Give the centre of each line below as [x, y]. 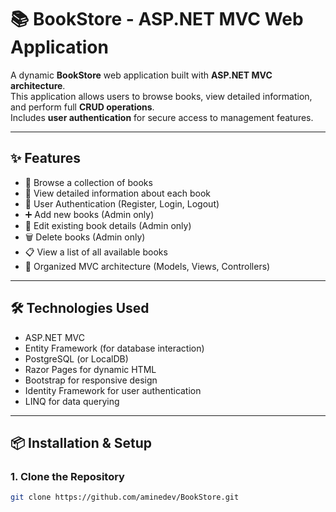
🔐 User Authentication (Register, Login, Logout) [122, 203]
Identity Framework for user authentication [113, 390]
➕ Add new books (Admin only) [89, 214]
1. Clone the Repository [67, 476]
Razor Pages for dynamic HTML [90, 369]
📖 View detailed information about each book [118, 193]
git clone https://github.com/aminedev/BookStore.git [125, 497]
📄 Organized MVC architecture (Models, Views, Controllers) [147, 266]
